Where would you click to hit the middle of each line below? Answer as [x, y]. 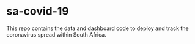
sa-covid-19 [38, 11]
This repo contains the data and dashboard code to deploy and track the [97, 28]
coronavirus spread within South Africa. [56, 34]
